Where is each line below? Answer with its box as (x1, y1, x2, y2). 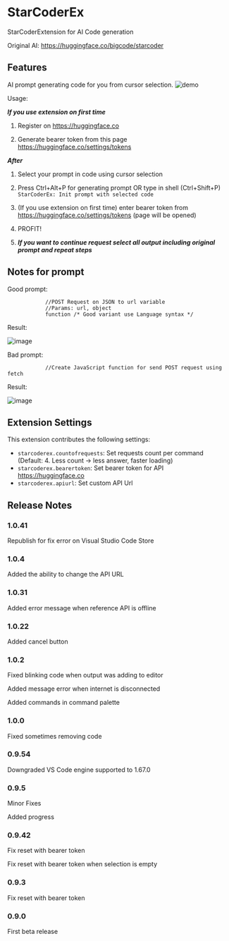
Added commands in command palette (7, 699, 120, 707)
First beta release (7, 928, 58, 936)
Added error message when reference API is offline (7, 603, 156, 612)
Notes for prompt (7, 266, 85, 278)
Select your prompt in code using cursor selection (17, 170, 163, 178)
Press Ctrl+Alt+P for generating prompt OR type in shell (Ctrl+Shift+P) (17, 183, 221, 192)
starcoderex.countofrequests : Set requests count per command (17, 449, 204, 457)
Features (7, 61, 47, 74)
